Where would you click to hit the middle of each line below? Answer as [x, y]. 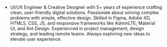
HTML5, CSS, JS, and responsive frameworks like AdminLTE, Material [82, 23]
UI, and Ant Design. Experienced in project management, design [77, 28]
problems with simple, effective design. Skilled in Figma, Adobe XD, [80, 18]
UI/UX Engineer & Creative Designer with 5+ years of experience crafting [86, 7]
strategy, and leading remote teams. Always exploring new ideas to [80, 34]
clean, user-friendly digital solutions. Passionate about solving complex [85, 12]
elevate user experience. [36, 39]
